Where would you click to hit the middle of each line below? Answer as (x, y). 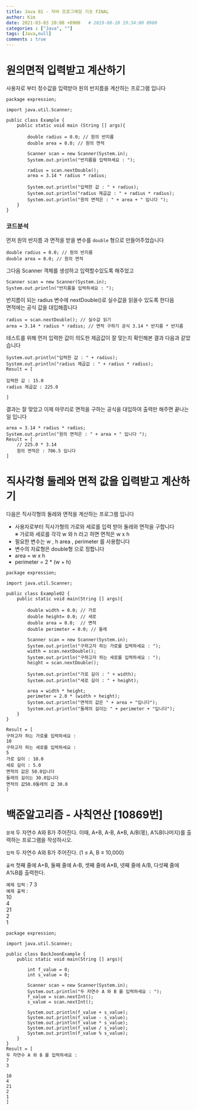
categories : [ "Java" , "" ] (39, 28)
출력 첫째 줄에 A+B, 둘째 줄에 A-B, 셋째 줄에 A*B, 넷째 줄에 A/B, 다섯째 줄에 (93, 865)
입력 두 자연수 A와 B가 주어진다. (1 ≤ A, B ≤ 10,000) (65, 853)
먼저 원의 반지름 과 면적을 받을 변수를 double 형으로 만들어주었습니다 (85, 240)
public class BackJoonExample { (46, 954)
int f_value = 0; (49, 970)
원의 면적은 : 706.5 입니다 (46, 451)
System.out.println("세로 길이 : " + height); (83, 681)
